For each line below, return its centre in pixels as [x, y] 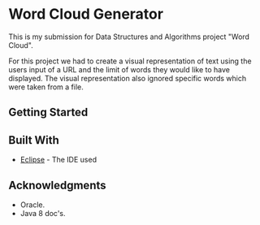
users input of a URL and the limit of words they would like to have [119, 69]
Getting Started [48, 112]
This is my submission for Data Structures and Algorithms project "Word [129, 37]
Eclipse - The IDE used [58, 160]
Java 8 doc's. [43, 213]
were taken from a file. [46, 87]
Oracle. [32, 205]
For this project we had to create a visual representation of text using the [130, 61]
